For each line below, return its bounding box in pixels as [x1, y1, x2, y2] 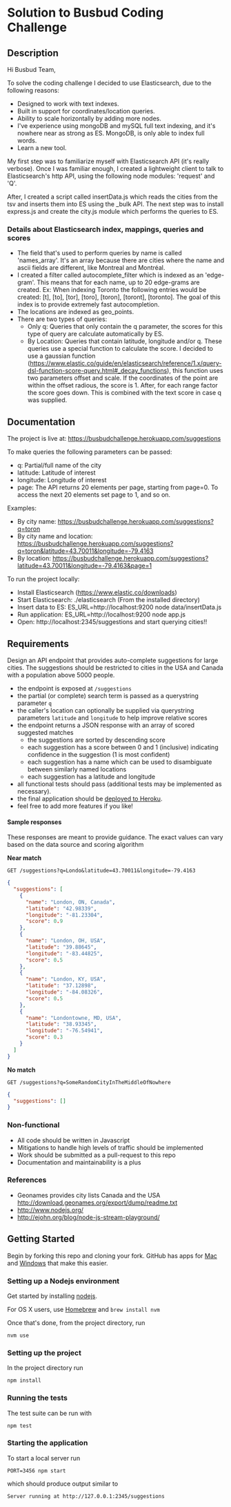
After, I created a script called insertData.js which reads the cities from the [7, 192, 219, 201]
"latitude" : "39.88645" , [25, 943, 97, 951]
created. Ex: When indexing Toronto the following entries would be [17, 286, 207, 294]
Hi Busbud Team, [7, 66, 57, 73]
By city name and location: [17, 532, 93, 540]
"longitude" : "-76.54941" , [25, 1027, 103, 1034]
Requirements [7, 638, 69, 650]
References [7, 1175, 47, 1185]
